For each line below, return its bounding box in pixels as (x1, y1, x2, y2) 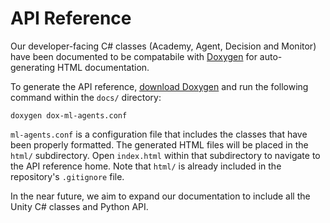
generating (10, 61, 56, 73)
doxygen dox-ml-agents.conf (10, 110, 128, 121)
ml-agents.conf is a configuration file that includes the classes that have (10, 128, 308, 140)
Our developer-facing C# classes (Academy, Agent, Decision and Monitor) (10, 40, 317, 52)
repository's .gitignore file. (10, 170, 125, 182)
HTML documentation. (57, 61, 150, 73)
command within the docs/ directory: (10, 91, 162, 103)
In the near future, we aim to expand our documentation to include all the (10, 190, 311, 202)
